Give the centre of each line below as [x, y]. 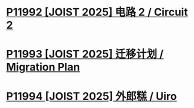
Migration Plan [43, 67]
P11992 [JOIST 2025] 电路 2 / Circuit [97, 12]
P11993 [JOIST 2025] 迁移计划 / [85, 54]
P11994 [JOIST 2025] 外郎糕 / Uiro [92, 96]
